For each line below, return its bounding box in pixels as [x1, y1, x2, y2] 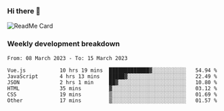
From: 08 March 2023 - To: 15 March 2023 [7, 54, 128, 61]
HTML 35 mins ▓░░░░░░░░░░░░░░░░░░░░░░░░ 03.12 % [7, 85, 217, 92]
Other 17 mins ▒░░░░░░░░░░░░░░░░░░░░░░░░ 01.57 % [7, 97, 217, 104]
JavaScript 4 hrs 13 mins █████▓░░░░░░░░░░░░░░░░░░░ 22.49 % [7, 72, 217, 80]
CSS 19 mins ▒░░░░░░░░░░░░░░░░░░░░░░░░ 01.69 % [7, 91, 217, 98]
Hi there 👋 [7, 6, 41, 16]
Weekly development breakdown [7, 39, 121, 49]
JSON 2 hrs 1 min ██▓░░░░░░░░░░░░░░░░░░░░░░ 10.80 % [7, 79, 217, 85]
